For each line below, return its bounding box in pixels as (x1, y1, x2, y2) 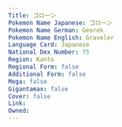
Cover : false (8, 92, 51, 100)
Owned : (8, 107, 30, 115)
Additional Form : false (8, 70, 87, 78)
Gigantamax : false (8, 84, 68, 93)
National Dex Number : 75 (8, 48, 90, 56)
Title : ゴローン (8, 11, 57, 20)
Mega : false (8, 77, 47, 85)
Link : (8, 99, 26, 107)
